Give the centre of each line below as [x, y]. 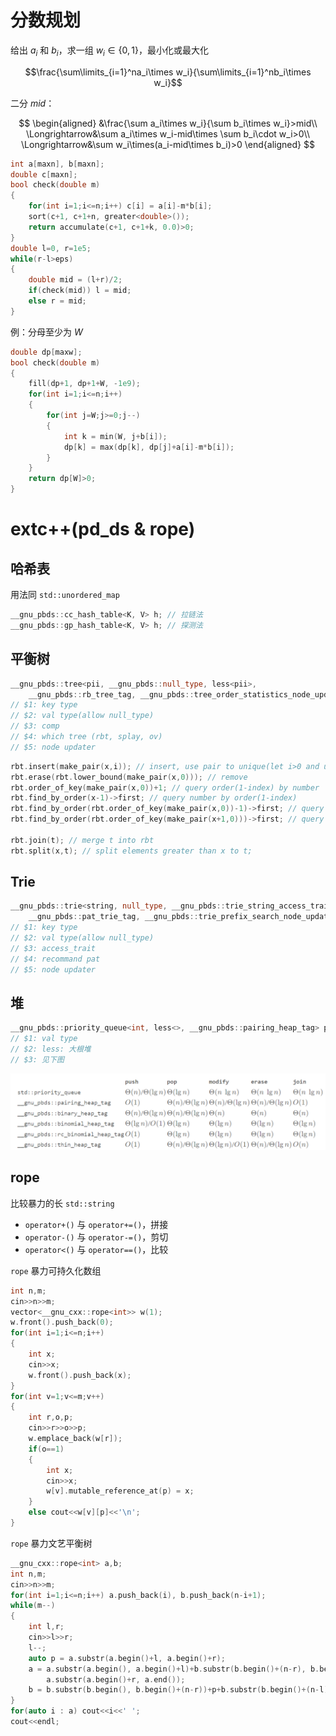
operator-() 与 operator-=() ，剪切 [96, 1237]
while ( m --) [33, 1606]
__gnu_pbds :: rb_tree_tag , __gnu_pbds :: [111, 694]
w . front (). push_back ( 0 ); [62, 1322]
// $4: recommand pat [55, 959]
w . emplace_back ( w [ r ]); [75, 1439]
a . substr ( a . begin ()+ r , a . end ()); [116, 1679]
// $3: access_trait [53, 948]
